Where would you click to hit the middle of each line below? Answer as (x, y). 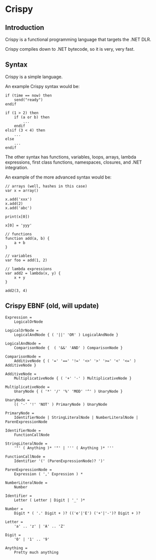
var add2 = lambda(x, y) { (33, 273)
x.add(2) (14, 203)
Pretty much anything (36, 552)
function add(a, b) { (27, 238)
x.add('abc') (19, 208)
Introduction (25, 28)
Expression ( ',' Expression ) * (49, 474)
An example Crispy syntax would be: (43, 86)
